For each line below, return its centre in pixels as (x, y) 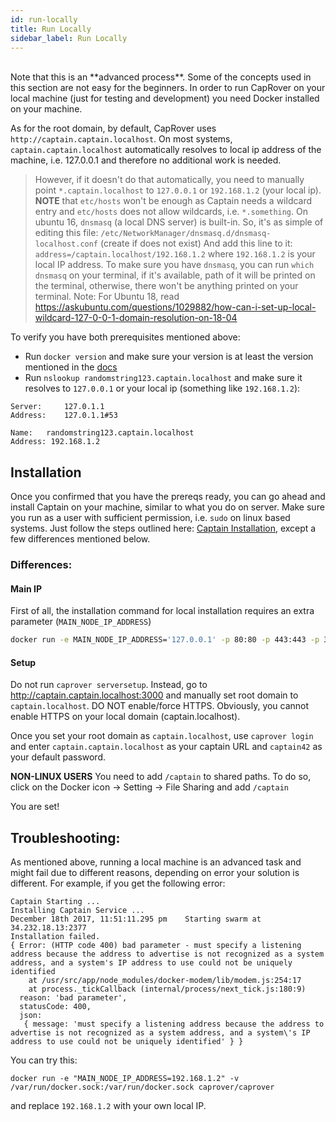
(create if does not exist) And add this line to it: (196, 243)
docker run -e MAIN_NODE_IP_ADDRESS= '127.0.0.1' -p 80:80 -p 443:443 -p (165, 640)
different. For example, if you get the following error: (118, 883)
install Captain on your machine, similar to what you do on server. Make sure (167, 507)
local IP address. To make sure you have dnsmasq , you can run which (174, 265)
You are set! (35, 807)
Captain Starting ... (55, 902)
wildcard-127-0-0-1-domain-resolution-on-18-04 (136, 318)
